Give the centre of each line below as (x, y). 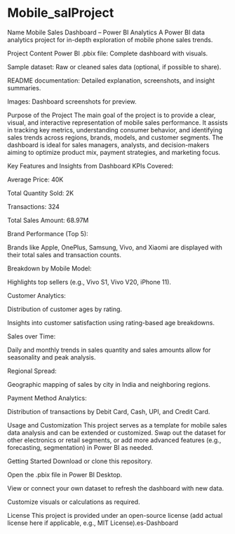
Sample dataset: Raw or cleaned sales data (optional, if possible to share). (114, 67)
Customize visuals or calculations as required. (74, 502)
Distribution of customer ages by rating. (65, 309)
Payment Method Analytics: (47, 398)
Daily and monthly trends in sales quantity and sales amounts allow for (109, 350)
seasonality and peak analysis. (52, 357)
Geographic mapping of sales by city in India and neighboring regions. (109, 384)
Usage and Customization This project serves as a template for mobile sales (117, 425)
